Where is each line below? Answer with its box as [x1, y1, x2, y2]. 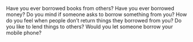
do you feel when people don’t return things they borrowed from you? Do [6, 17, 182, 24]
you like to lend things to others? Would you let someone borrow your [6, 23, 173, 30]
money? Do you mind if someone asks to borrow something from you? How [6, 11, 187, 18]
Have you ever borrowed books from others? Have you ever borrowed [6, 5, 175, 12]
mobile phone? [6, 29, 42, 36]
